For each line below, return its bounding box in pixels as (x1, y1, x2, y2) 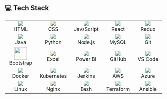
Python (44, 39, 62, 46)
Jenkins (77, 72, 95, 79)
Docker (12, 72, 30, 79)
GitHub (110, 55, 127, 62)
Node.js (77, 39, 95, 46)
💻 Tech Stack (5, 4, 49, 12)
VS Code (137, 55, 159, 62)
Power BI (76, 55, 97, 62)
